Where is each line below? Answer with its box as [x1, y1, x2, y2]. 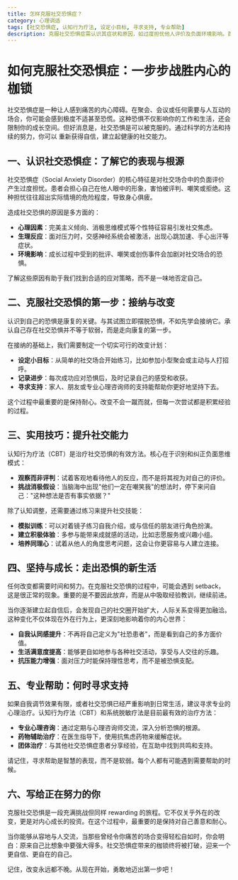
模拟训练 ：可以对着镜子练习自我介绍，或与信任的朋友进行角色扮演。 [17, 521, 217, 530]
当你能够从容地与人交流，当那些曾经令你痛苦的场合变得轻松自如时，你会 [7, 832, 218, 841]
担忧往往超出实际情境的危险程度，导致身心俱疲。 [13, 193, 157, 201]
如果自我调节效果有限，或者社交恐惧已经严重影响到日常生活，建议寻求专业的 [7, 700, 231, 708]
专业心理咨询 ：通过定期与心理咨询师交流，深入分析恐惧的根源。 [17, 724, 204, 732]
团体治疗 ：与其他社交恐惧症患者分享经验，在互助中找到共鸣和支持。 [17, 742, 217, 750]
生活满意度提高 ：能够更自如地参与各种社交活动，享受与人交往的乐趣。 [17, 648, 223, 656]
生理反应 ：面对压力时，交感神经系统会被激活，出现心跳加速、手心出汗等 [17, 232, 229, 240]
